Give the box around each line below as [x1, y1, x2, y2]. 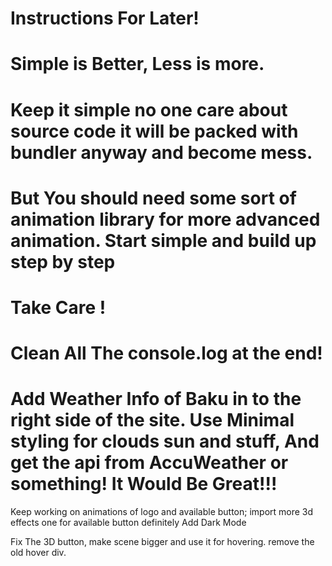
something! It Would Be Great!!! [10, 473, 278, 496]
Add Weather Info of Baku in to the [10, 388, 302, 411]
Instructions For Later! [10, 7, 200, 30]
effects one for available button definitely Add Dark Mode [10, 517, 247, 529]
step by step [10, 250, 116, 273]
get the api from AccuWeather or [10, 452, 289, 474]
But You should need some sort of [10, 187, 297, 209]
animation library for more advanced [10, 208, 321, 231]
